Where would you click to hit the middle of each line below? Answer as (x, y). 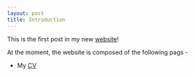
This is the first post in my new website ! (63, 39)
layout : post (26, 13)
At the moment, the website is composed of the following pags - (97, 52)
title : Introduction (37, 20)
